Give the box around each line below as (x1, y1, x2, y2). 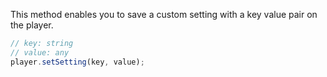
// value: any (10, 47, 70, 58)
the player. (10, 19, 54, 31)
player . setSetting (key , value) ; (10, 57, 145, 67)
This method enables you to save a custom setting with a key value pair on (10, 9, 318, 20)
